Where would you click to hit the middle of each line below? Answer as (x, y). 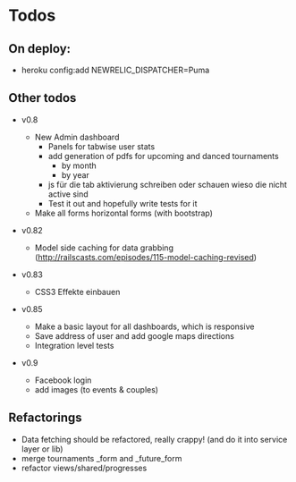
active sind (68, 194)
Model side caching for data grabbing (104, 248)
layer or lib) (42, 449)
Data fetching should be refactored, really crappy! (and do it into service (154, 439)
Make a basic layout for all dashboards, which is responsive (144, 326)
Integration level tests (74, 345)
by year (76, 174)
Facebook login (63, 380)
